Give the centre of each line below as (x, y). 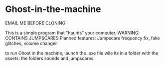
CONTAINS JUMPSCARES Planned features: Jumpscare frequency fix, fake (83, 38)
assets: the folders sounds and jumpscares (49, 58)
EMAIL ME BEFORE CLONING (35, 23)
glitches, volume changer (31, 43)
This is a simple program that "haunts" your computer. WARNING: (73, 32)
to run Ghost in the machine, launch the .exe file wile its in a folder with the (82, 53)
